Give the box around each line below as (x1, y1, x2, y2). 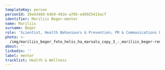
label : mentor (5, 53, 34, 58)
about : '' (5, 44, 26, 49)
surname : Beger (5, 26, 36, 31)
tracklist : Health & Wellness (5, 58, 67, 63)
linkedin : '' (5, 48, 32, 53)
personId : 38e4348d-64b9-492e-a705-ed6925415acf (5, 12, 107, 17)
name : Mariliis (5, 21, 36, 26)
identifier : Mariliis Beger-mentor (5, 16, 78, 21)
